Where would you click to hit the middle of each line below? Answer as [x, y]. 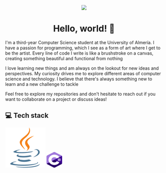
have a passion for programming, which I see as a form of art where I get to [83, 48]
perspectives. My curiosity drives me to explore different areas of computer [83, 73]
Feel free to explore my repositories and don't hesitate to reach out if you [80, 94]
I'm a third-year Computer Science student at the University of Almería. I [80, 42]
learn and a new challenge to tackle [42, 84]
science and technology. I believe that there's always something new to [79, 79]
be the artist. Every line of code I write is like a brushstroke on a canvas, [79, 53]
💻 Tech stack [27, 116]
